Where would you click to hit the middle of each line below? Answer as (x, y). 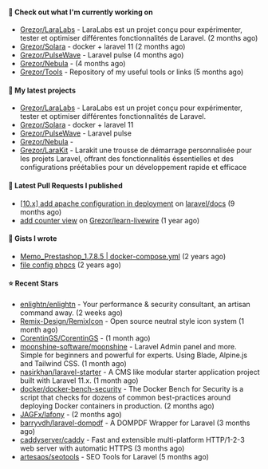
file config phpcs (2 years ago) (71, 265)
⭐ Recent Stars (33, 283)
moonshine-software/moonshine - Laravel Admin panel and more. (128, 347)
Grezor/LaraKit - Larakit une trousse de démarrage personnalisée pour (136, 150)
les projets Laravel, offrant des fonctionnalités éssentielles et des (126, 159)
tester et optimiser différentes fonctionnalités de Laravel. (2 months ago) (139, 38)
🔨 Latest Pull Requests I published (66, 185)
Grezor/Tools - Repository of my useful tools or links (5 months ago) (132, 72)
